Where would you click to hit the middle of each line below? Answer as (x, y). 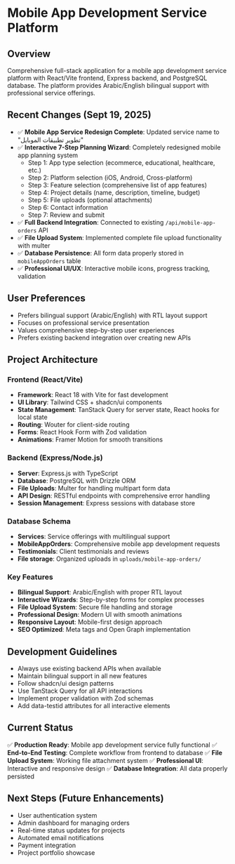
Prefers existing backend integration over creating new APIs (104, 338)
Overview (29, 54)
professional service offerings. (52, 93)
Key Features (31, 577)
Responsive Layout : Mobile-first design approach (90, 622)
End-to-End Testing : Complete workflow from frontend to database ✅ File (115, 752)
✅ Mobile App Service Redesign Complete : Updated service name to (118, 132)
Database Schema (39, 521)
